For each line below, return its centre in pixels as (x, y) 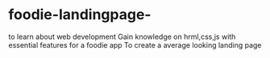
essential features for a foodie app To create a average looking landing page (135, 44)
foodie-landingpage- (80, 15)
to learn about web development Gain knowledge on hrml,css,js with (122, 37)
